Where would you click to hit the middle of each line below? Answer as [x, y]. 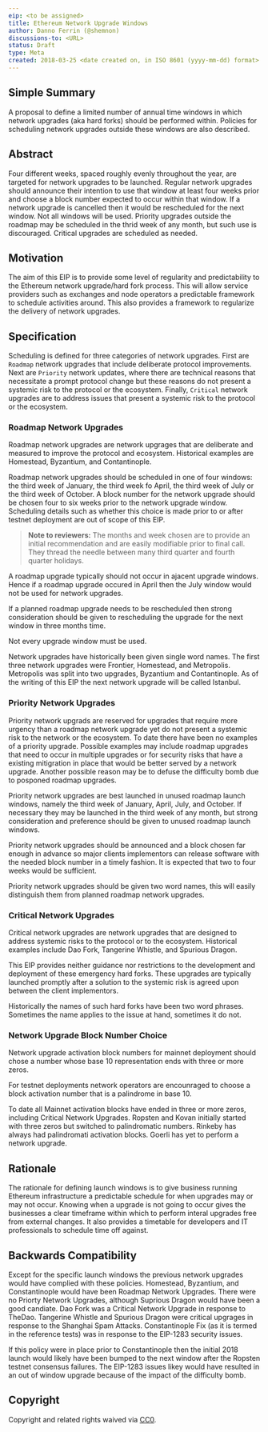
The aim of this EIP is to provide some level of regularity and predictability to [134, 278]
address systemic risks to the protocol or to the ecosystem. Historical [123, 942]
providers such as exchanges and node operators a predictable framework [132, 294]
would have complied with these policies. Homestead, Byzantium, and [124, 1283]
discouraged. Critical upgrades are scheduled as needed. [103, 233]
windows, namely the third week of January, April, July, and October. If [125, 804]
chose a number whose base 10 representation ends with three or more [126, 1062]
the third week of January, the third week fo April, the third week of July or [131, 486]
